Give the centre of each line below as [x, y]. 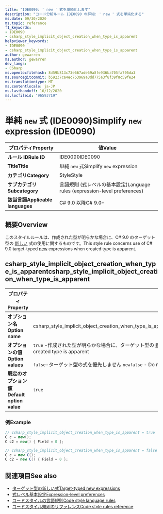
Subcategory [23, 191]
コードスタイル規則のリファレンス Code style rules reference [73, 507]
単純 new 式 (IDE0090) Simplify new [73, 121]
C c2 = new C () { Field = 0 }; [37, 460]
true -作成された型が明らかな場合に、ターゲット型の [94, 345]
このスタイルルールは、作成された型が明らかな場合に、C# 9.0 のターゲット [80, 237]
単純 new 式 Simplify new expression [98, 167]
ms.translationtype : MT [29, 82]
